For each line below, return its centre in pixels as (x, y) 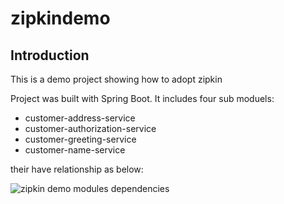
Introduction (50, 55)
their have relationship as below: (77, 169)
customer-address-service (80, 118)
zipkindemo (60, 18)
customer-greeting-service (80, 139)
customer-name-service (75, 150)
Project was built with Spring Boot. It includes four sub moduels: (142, 98)
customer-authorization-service (90, 128)
